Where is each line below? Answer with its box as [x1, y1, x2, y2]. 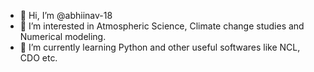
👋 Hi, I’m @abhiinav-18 [19, 10, 113, 21]
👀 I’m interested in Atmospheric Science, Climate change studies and [19, 20, 305, 32]
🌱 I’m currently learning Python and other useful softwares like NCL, [19, 41, 301, 53]
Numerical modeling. [19, 31, 107, 42]
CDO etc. [19, 52, 58, 64]
